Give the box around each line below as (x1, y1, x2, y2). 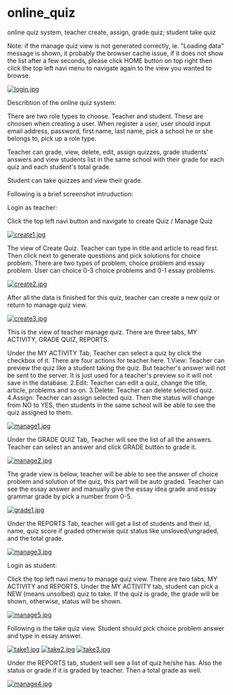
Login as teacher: (7, 203, 58, 211)
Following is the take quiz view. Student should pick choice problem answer (7, 624, 225, 632)
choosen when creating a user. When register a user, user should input (7, 119, 211, 127)
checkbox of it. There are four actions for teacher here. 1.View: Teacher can (7, 356, 225, 364)
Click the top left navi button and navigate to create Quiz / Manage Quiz (7, 217, 213, 225)
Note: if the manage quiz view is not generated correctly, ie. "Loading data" (7, 41, 225, 50)
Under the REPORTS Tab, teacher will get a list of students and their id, (7, 519, 211, 527)
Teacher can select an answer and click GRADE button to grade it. (7, 443, 197, 451)
